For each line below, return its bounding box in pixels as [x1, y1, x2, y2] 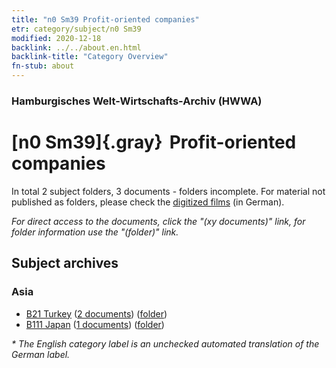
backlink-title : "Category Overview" [11, 52, 169, 62]
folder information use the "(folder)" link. [11, 226, 179, 238]
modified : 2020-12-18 [11, 33, 102, 43]
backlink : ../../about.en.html [11, 42, 142, 53]
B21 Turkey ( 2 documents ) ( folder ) [25, 307, 168, 320]
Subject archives [11, 255, 119, 272]
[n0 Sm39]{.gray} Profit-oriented [11, 131, 297, 154]
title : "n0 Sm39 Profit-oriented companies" [11, 14, 200, 25]
